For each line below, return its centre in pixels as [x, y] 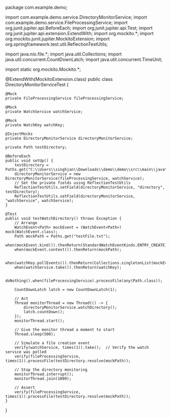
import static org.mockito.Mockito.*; [43, 69]
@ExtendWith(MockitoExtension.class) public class [59, 79]
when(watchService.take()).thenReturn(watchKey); [68, 267]
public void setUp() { [29, 161]
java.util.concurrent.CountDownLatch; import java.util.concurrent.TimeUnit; [84, 59]
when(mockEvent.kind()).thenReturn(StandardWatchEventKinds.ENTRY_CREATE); [87, 245]
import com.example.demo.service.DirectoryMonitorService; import [76, 17]
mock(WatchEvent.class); [32, 232]
